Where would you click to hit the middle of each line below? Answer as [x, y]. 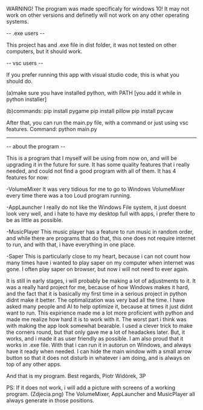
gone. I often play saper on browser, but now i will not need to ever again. [98, 269]
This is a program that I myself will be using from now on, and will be [92, 158]
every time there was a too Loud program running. [69, 195]
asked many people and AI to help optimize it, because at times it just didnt [100, 306]
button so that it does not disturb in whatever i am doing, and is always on [98, 358]
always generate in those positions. [50, 400]
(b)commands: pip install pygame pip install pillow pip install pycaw [90, 111]
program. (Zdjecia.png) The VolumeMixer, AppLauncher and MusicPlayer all [101, 394]
